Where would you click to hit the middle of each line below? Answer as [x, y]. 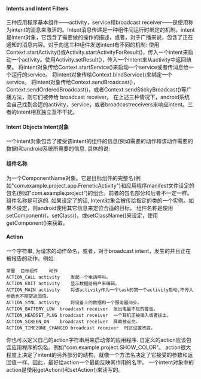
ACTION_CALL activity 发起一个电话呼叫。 [58, 277]
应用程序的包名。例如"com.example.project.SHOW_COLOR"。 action [96, 347]
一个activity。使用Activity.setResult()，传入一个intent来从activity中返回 [99, 60]
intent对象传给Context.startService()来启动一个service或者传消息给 [106, 67]
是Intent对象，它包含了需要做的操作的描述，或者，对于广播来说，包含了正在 [100, 37]
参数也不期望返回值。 [28, 296]
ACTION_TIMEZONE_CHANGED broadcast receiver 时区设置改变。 [81, 328]
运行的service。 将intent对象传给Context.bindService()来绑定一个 [92, 75]
